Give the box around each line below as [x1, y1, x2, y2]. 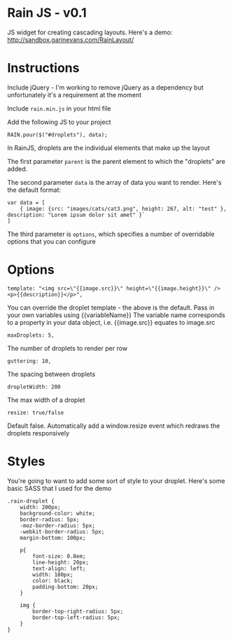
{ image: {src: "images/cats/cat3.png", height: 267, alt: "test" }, [20, 205, 227, 212]
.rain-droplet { [7, 497, 55, 505]
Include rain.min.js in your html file [7, 104, 111, 113]
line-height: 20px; [32, 559, 90, 566]
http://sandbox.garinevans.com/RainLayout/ [7, 35, 134, 43]
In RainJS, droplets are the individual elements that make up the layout [7, 144, 210, 152]
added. [7, 165, 28, 173]
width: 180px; [32, 571, 73, 578]
